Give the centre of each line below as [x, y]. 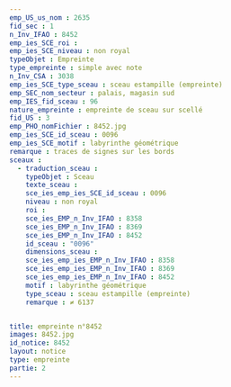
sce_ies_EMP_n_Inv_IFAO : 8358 [84, 218]
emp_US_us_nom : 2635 [50, 18]
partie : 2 [28, 368]
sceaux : [26, 160]
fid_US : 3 [30, 118]
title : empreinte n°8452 [56, 326]
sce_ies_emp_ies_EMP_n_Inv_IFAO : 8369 [100, 269]
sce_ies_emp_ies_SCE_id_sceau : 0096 [96, 193]
